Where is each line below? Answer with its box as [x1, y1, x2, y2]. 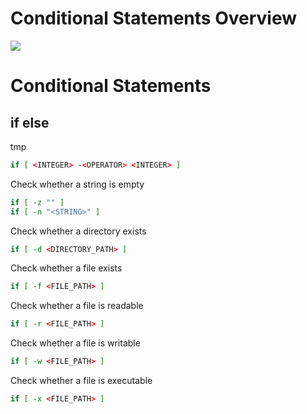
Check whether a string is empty [10, 178, 145, 190]
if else [10, 114, 50, 131]
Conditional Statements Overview [10, 7, 297, 30]
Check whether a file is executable [10, 375, 153, 387]
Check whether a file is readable [10, 300, 144, 312]
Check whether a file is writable [10, 337, 141, 349]
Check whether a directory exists [10, 225, 147, 237]
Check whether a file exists [10, 262, 123, 274]
